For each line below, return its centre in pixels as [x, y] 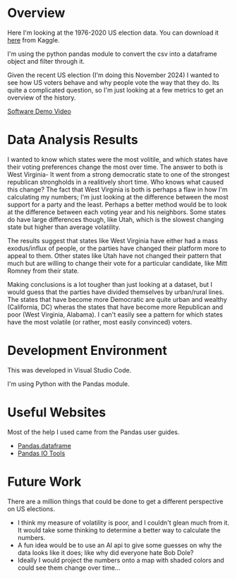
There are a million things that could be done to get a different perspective [115, 501]
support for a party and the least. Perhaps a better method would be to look [117, 204]
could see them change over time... [69, 568]
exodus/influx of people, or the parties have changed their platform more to [117, 248]
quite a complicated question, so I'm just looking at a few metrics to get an [115, 90]
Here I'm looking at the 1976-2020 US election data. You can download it [113, 33]
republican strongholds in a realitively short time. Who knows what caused [116, 182]
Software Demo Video [39, 111]
